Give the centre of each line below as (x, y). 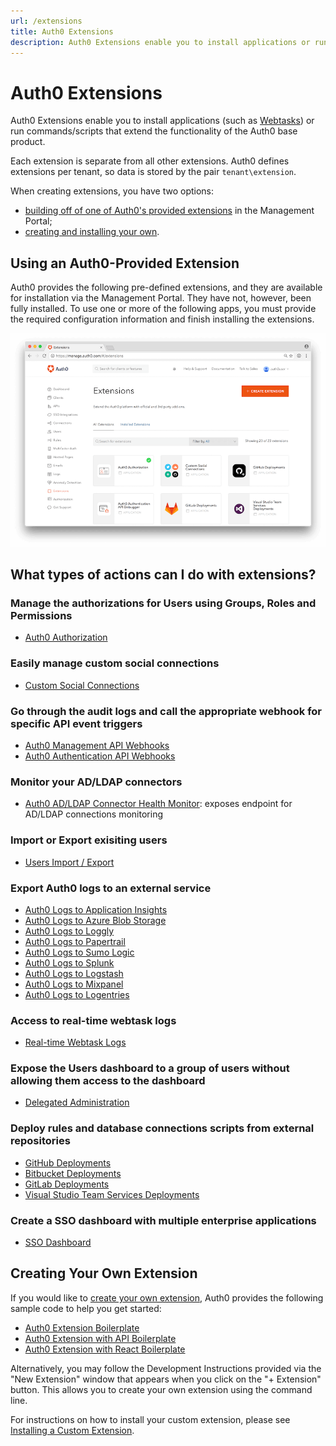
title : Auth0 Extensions (62, 31)
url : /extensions (46, 21)
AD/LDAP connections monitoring (94, 814)
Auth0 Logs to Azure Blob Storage (95, 920)
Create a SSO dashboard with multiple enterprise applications (163, 1220)
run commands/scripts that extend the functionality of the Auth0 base (154, 131)
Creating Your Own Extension (104, 1273)
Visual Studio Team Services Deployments (112, 1194)
